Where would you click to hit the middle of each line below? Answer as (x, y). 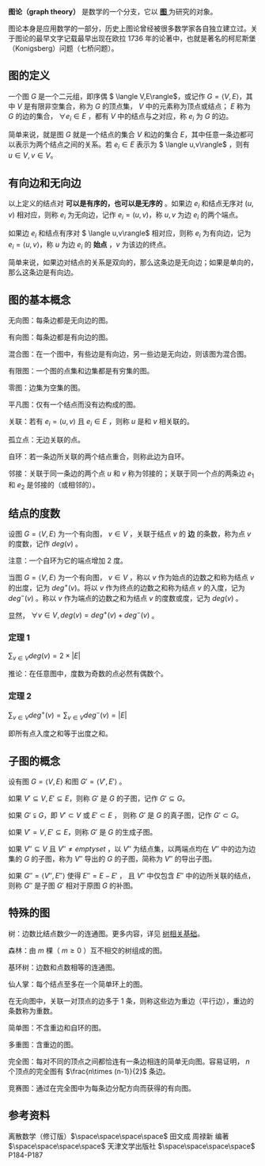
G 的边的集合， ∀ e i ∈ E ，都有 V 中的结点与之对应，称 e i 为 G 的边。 (121, 117)
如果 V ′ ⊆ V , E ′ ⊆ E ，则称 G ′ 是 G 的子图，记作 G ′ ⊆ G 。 (99, 798)
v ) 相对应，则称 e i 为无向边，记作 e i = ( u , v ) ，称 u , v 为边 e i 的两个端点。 (125, 216)
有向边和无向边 (45, 183)
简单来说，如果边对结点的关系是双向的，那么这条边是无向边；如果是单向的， (133, 262)
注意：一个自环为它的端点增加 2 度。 (68, 560)
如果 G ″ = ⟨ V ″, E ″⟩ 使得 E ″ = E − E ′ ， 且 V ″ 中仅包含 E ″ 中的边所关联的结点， (132, 876)
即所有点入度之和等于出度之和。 (60, 734)
